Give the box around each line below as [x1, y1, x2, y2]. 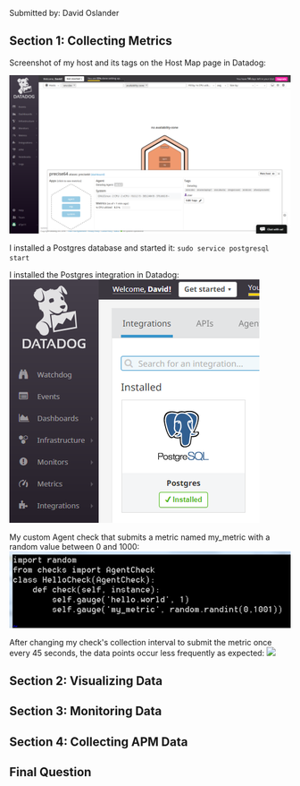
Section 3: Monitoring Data [9, 704, 162, 719]
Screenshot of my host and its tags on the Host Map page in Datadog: [9, 57, 266, 68]
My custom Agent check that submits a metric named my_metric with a [9, 532, 271, 543]
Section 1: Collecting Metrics [9, 33, 172, 48]
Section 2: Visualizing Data [9, 673, 163, 688]
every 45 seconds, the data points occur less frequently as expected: [9, 647, 265, 658]
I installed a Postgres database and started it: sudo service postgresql [9, 243, 270, 253]
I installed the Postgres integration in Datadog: [9, 269, 180, 280]
